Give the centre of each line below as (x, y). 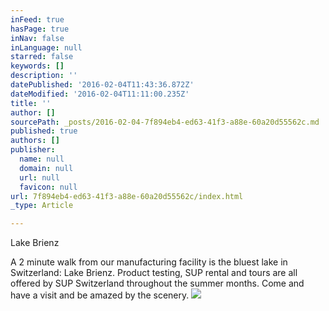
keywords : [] (37, 66)
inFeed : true (37, 19)
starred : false (42, 57)
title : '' (31, 103)
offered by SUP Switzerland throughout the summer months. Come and (157, 283)
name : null (42, 159)
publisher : (33, 150)
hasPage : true (40, 29)
